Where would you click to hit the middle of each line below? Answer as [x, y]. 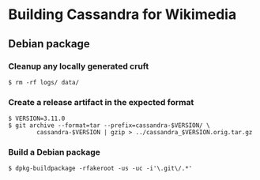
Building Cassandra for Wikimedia [122, 15]
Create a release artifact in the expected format [101, 102]
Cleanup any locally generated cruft [79, 66]
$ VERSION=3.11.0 [37, 119]
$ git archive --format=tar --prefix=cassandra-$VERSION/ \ [109, 126]
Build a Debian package [54, 152]
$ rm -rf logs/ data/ [44, 82]
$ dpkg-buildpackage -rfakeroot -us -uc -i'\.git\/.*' [100, 169]
